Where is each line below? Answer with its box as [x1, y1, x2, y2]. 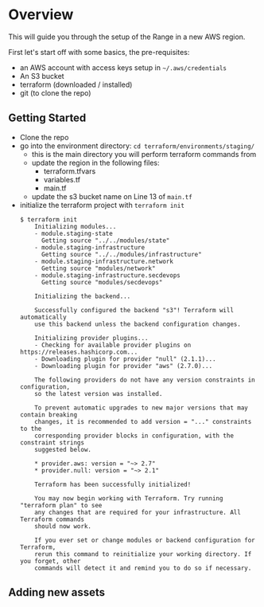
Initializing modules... [34, 222, 117, 230]
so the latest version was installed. [34, 390, 163, 397]
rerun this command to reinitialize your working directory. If [34, 550, 252, 558]
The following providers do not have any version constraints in [34, 376, 256, 384]
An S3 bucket [19, 71, 65, 80]
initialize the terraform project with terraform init [19, 200, 185, 210]
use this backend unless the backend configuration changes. [34, 320, 241, 328]
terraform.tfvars [43, 166, 96, 176]
